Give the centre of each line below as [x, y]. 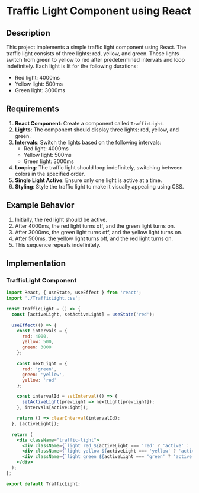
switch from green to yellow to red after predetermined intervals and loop [96, 60]
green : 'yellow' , [43, 375]
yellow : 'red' [39, 380]
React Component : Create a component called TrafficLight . [89, 123]
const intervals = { [42, 331]
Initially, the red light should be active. [61, 219]
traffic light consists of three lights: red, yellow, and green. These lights [93, 54]
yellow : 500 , [38, 342]
